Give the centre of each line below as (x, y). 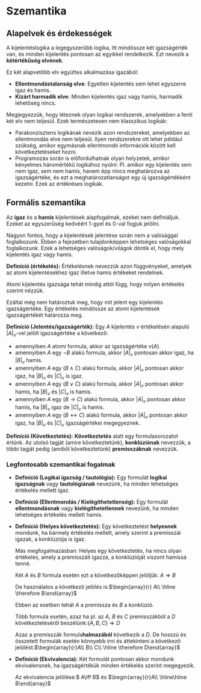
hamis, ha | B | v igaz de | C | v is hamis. (60, 408)
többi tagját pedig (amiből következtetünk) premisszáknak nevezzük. (92, 449)
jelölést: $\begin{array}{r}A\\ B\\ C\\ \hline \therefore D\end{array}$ (97, 647)
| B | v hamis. (29, 361)
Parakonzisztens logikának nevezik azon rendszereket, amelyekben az (102, 133)
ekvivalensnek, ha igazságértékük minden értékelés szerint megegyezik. (105, 665)
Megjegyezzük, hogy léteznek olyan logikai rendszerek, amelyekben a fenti (99, 115)
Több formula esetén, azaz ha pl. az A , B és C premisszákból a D (95, 616)
